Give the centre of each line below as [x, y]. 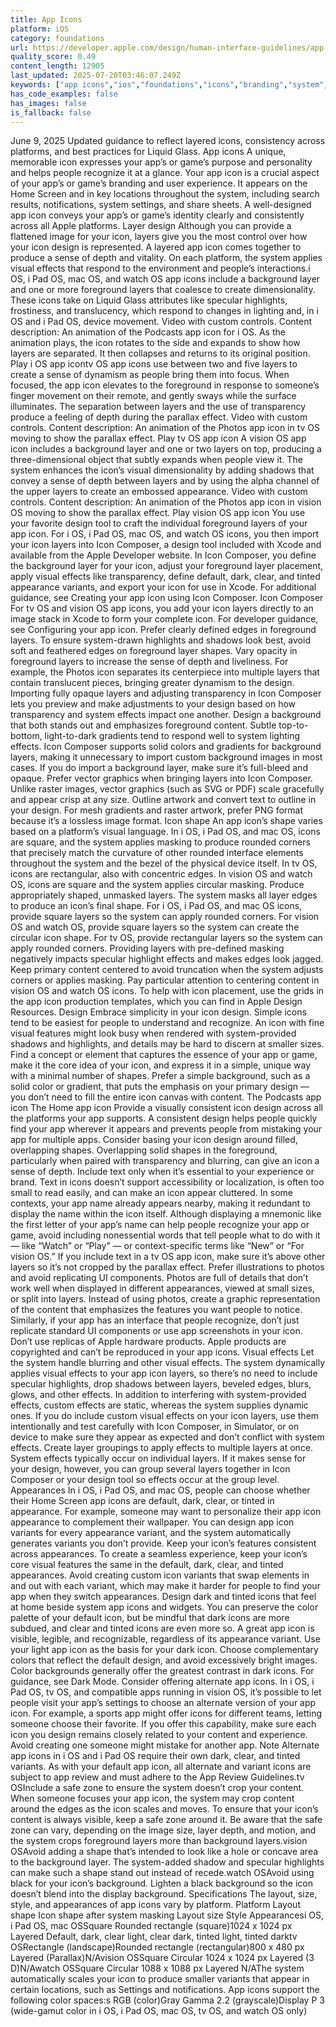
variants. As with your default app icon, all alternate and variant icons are [161, 1767]
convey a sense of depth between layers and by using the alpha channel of [165, 481]
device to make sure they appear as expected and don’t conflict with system [167, 1437]
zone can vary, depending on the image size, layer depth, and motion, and [163, 1830]
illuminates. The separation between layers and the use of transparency [158, 407]
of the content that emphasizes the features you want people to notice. [156, 1310]
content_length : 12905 [57, 66]
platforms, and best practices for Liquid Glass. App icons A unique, [148, 152]
